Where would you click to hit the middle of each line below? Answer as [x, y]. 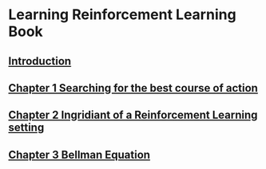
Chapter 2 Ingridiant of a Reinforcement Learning [133, 115]
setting [26, 128]
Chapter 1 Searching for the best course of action [133, 88]
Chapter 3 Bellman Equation [79, 154]
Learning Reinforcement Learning [123, 15]
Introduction [40, 61]
